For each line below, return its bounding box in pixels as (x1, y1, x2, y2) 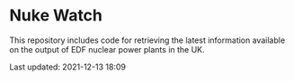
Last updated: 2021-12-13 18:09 (9, 61, 127, 72)
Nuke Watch (9, 5, 103, 26)
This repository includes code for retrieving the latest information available (9, 35, 286, 45)
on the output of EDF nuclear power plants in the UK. (9, 44, 205, 54)
